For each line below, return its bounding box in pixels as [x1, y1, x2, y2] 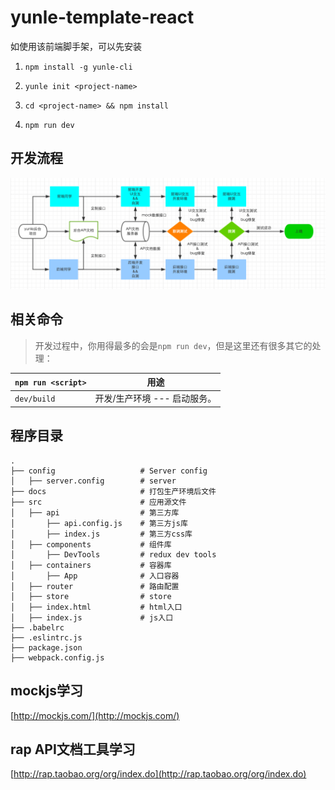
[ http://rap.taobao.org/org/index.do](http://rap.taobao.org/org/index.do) [10, 768, 307, 780]
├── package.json [10, 642, 83, 653]
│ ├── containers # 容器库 [10, 560, 172, 570]
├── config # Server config [10, 466, 208, 476]
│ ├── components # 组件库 [10, 539, 172, 550]
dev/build [14, 394, 56, 404]
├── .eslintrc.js [10, 632, 83, 643]
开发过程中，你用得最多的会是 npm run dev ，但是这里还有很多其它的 [34, 339, 313, 351]
